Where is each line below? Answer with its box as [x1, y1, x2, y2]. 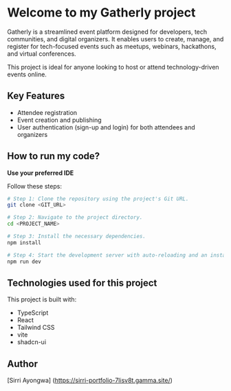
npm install [7, 239, 41, 246]
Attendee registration [16, 108, 78, 116]
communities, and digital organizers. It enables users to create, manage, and [7, 34, 224, 43]
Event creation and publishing [16, 116, 102, 124]
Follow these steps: [7, 182, 62, 190]
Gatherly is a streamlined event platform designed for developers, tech [7, 28, 208, 36]
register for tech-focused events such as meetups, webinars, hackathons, [7, 42, 217, 50]
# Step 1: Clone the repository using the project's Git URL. [7, 195, 189, 202]
